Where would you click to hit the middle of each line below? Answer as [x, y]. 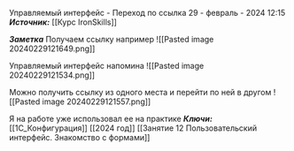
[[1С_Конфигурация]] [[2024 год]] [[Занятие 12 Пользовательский [133, 128]
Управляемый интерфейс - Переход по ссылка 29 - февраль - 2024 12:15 [147, 13]
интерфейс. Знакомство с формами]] [80, 137]
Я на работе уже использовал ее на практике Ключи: [111, 119]
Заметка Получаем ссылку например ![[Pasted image [112, 39]
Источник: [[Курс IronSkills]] [63, 22]
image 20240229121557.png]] [97, 102]
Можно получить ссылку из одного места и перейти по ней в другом [140, 92]
